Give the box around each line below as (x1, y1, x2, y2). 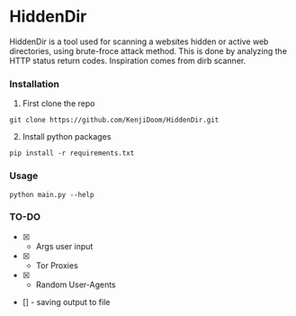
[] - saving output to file (22, 296, 111, 307)
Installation (9, 77, 60, 90)
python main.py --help (9, 190, 94, 199)
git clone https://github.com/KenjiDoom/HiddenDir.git (9, 115, 220, 125)
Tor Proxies (35, 259, 78, 271)
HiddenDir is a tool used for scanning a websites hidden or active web (9, 36, 269, 47)
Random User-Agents (35, 279, 117, 290)
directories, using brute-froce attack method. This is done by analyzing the (9, 45, 288, 56)
